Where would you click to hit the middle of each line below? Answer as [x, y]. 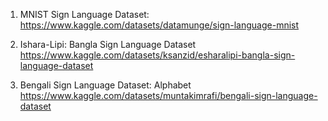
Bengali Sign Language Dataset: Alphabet [105, 85]
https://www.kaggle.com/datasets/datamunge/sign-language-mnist [159, 25]
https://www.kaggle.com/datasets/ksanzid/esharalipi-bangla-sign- [157, 55]
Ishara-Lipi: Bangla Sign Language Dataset [108, 44]
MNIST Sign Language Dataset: [84, 14]
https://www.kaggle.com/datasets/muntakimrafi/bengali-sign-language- [168, 95]
